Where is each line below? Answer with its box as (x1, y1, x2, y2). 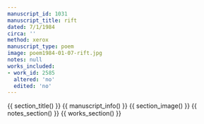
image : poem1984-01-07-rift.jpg (7, 50, 102, 57)
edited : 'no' (13, 82, 52, 89)
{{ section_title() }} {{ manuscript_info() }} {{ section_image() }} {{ (7, 101, 198, 110)
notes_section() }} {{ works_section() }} (7, 109, 121, 118)
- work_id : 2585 (7, 69, 55, 76)
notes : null (7, 56, 42, 63)
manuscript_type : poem (7, 43, 74, 50)
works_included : (7, 63, 55, 70)
